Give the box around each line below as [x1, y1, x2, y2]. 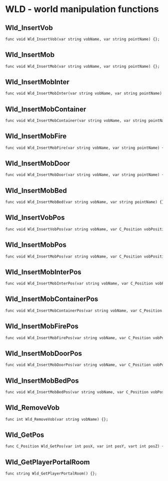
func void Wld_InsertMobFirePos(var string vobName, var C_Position [5, 335, 151, 340]
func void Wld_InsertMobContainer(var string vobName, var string [5, 118, 146, 123]
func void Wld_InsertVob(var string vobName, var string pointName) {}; [5, 37, 160, 42]
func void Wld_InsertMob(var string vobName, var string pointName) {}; [5, 64, 160, 69]
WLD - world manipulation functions [5, 4, 159, 15]
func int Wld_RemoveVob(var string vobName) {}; [5, 417, 108, 422]
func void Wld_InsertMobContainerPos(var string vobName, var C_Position [5, 308, 162, 313]
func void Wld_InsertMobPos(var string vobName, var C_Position [5, 254, 142, 259]
